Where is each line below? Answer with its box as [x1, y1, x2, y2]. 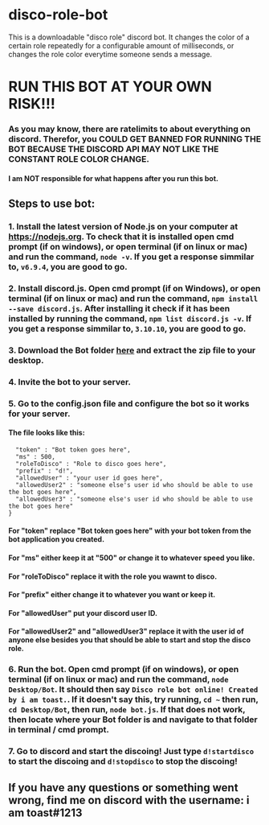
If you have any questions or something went [8, 781, 238, 794]
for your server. [8, 408, 71, 419]
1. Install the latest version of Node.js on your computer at [8, 221, 238, 232]
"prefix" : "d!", [15, 467, 74, 475]
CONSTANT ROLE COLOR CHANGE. [8, 154, 150, 165]
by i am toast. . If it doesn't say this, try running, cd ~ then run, [8, 694, 259, 705]
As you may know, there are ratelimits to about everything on [8, 123, 251, 134]
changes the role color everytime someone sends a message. [8, 49, 213, 59]
